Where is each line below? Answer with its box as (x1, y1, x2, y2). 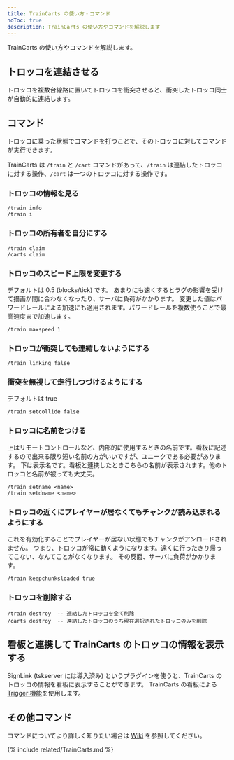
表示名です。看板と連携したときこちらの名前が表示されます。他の (32, 460, 221, 469)
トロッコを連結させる (7, 66, 99, 78)
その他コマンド (7, 712, 72, 724)
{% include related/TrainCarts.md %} (7, 745, 114, 754)
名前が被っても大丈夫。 (31, 469, 99, 478)
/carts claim (7, 251, 45, 258)
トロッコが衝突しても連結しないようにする (7, 343, 150, 353)
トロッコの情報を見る (7, 188, 79, 198)
